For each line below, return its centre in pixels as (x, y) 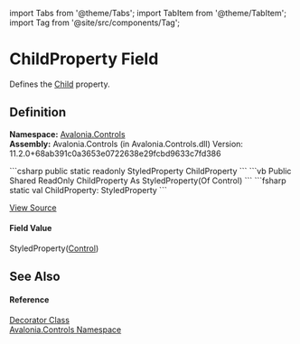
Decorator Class (40, 320)
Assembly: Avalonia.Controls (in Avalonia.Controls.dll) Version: (127, 144)
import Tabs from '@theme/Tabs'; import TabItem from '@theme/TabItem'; (148, 13)
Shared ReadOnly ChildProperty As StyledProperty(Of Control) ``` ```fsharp (148, 181)
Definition (37, 112)
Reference (29, 299)
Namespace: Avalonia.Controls (67, 134)
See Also (35, 277)
